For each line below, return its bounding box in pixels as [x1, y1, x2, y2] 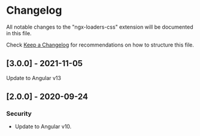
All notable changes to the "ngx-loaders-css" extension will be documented [6, 23, 193, 30]
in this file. [6, 29, 32, 36]
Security [6, 110, 32, 118]
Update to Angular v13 [6, 74, 62, 81]
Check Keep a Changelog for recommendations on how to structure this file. [6, 41, 195, 48]
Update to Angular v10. [14, 123, 72, 130]
